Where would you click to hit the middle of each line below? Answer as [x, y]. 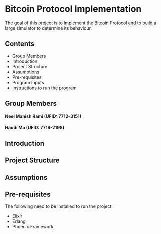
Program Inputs [28, 82]
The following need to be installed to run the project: [59, 206]
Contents [20, 44]
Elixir [17, 216]
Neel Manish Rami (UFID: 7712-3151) [43, 116]
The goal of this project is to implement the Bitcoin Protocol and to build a [80, 23]
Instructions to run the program [44, 88]
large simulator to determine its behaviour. [49, 28]
